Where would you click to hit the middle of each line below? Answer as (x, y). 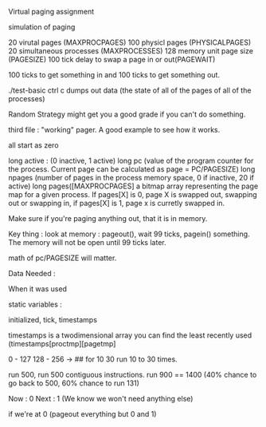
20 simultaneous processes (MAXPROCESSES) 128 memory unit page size (131, 51)
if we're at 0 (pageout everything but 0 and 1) (82, 414)
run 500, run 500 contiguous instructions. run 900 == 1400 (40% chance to (133, 375)
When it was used (38, 289)
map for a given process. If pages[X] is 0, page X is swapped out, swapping (133, 194)
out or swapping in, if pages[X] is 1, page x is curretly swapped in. (117, 203)
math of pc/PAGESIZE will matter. (63, 258)
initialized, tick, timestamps (53, 320)
